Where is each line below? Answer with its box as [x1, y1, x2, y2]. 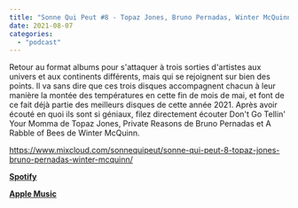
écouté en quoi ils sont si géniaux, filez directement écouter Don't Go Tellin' [9, 109, 286, 119]
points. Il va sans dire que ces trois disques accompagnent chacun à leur [9, 81, 277, 91]
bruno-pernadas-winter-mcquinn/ [9, 154, 133, 165]
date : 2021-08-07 [9, 21, 74, 30]
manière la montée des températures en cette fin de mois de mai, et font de [9, 90, 286, 101]
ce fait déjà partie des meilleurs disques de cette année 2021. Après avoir [9, 99, 278, 111]
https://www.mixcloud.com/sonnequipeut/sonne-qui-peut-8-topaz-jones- [9, 145, 280, 156]
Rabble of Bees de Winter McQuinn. [9, 127, 140, 138]
